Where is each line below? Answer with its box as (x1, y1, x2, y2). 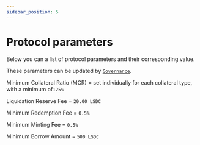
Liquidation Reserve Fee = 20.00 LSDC (6, 97, 102, 104)
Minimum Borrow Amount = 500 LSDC (6, 132, 99, 140)
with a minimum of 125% (6, 85, 64, 93)
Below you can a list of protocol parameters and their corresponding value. (6, 55, 195, 63)
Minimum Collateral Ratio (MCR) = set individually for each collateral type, (6, 79, 193, 86)
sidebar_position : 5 (6, 9, 59, 15)
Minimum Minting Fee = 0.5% (6, 121, 78, 128)
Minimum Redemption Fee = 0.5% (6, 109, 90, 116)
